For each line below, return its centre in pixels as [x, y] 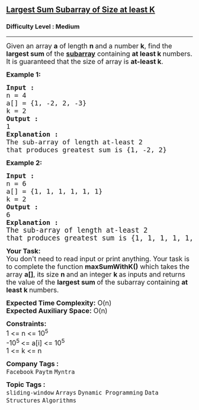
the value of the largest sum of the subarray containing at [97, 282]
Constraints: [26, 324]
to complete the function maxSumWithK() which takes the [98, 266]
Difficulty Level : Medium [43, 27]
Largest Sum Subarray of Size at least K [81, 10]
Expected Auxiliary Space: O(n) [57, 311]
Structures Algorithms [41, 401]
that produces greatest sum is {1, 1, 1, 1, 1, [100, 238]
